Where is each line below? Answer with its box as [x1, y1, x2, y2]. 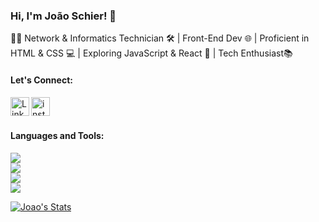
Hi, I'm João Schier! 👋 [10, 9, 117, 23]
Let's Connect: [10, 74, 73, 86]
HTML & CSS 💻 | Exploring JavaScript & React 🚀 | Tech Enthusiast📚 [10, 47, 293, 59]
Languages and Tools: [10, 130, 105, 142]
